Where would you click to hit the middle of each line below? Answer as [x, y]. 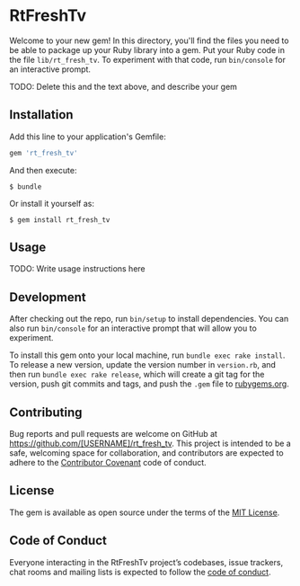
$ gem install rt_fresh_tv [60, 220]
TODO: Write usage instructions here [77, 269]
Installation [41, 115]
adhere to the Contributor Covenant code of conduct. [108, 463]
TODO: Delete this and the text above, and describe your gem [124, 86]
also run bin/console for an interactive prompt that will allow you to [133, 328]
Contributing [46, 412]
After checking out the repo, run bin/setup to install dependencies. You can [149, 319]
